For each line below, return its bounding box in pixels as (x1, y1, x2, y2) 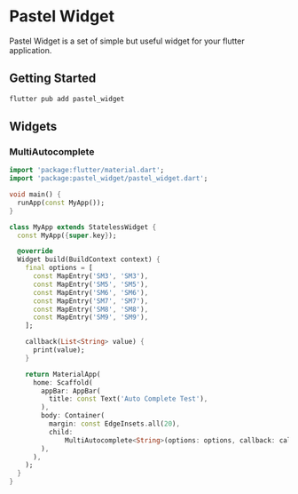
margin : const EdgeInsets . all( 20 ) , (48, 419, 180, 428)
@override (17, 247, 53, 256)
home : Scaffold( (32, 378, 93, 387)
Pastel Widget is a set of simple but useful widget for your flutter (9, 36, 246, 46)
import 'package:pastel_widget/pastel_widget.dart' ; (9, 174, 208, 183)
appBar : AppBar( (41, 386, 101, 395)
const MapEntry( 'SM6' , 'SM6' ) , (32, 288, 149, 297)
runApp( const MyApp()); (17, 198, 105, 207)
